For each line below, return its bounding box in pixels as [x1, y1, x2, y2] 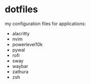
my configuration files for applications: [5, 20, 86, 27]
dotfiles [5, 4, 38, 15]
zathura [12, 68, 29, 75]
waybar [12, 63, 29, 69]
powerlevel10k [12, 41, 43, 47]
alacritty [12, 30, 30, 36]
